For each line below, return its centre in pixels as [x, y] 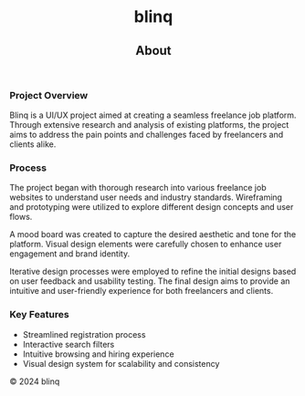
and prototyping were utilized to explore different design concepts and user [152, 207]
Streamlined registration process [84, 334]
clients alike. [33, 144]
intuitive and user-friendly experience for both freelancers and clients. [142, 291]
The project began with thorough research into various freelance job [138, 188]
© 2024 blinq [35, 381]
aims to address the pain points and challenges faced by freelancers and [147, 134]
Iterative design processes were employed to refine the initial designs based [153, 272]
